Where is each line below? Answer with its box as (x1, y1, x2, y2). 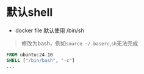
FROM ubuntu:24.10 (6, 52, 53, 58)
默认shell (6, 5, 53, 19)
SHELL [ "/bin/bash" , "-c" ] (6, 57, 75, 64)
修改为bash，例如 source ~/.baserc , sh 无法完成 (21, 39, 139, 47)
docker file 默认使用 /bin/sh (15, 27, 84, 34)
